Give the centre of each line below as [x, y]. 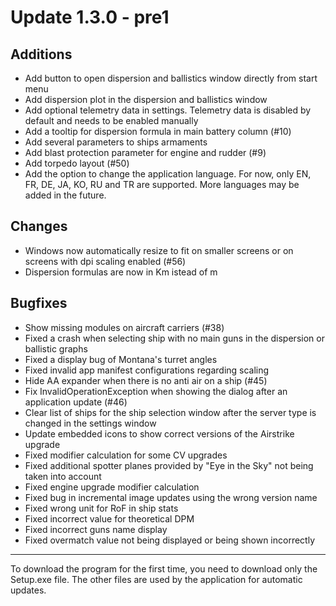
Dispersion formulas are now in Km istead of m [121, 272]
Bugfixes [39, 303]
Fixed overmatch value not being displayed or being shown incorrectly [170, 540]
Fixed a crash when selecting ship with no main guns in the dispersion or [174, 338]
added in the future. [65, 195]
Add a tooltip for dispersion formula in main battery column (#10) [158, 131]
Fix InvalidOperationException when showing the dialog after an [156, 391]
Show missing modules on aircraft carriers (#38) [124, 327]
